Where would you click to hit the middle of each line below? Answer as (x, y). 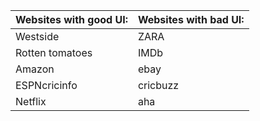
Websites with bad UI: (191, 19)
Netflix (31, 101)
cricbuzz (158, 85)
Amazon (35, 69)
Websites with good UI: (71, 19)
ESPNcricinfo (46, 85)
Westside (37, 36)
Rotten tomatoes (54, 52)
